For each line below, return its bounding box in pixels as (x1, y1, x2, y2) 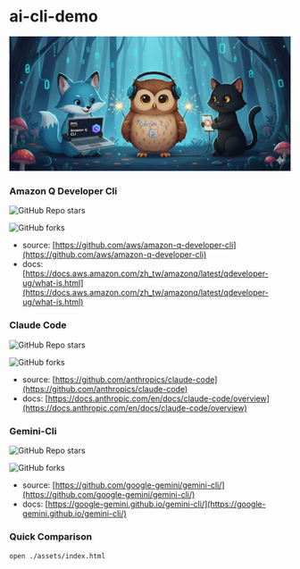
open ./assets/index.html (9, 552, 105, 561)
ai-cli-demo (9, 6, 98, 27)
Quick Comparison (9, 530, 92, 542)
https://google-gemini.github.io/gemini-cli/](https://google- (47, 498, 266, 509)
